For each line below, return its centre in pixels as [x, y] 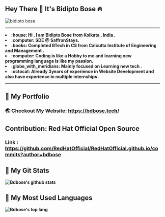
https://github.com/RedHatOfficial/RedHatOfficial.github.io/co [82, 148]
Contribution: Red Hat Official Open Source [72, 129]
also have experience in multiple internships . [52, 76]
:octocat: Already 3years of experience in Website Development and [83, 71]
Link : [12, 143]
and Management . [25, 50]
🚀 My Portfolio [27, 97]
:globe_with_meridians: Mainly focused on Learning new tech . [77, 66]
